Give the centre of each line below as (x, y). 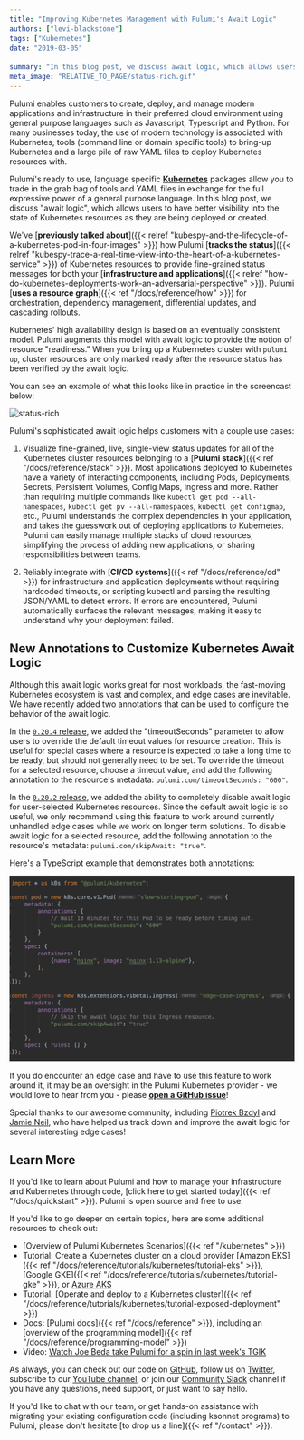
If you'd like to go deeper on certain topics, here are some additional (137, 1219)
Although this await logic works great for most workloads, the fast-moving (148, 684)
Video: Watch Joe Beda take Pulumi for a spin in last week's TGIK (144, 1352)
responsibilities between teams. (82, 554)
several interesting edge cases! (68, 1131)
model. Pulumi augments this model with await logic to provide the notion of (151, 339)
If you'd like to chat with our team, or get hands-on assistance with (134, 1406)
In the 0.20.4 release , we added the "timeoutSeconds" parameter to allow (147, 731)
